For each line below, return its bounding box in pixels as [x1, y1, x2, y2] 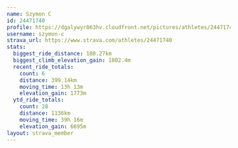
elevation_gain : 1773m [19, 90, 87, 97]
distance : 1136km [19, 110, 71, 117]
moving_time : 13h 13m [19, 83, 83, 90]
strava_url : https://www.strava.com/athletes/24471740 [6, 37, 173, 44]
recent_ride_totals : [13, 63, 74, 70]
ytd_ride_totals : [13, 97, 65, 104]
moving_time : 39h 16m [19, 116, 83, 123]
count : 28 [19, 103, 49, 110]
